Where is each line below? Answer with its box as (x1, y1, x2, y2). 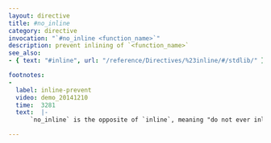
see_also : (8, 49, 42, 57)
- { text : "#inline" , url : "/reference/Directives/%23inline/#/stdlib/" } (8, 57, 265, 65)
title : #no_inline (8, 19, 70, 27)
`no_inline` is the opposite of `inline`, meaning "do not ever (29, 116, 251, 125)
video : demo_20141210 (15, 93, 89, 101)
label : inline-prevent (15, 86, 92, 94)
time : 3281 (15, 101, 56, 109)
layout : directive (8, 11, 70, 20)
